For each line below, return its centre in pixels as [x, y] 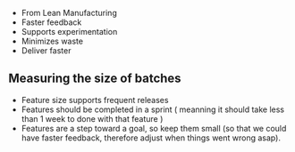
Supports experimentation [69, 32]
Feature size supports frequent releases [95, 100]
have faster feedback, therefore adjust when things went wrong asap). [151, 138]
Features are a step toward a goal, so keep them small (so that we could [154, 128]
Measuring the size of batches [95, 79]
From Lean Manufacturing [69, 13]
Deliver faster [46, 51]
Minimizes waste [52, 41]
